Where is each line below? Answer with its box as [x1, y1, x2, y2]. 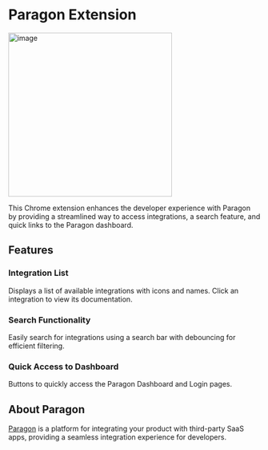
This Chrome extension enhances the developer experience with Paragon [8, 203, 250, 213]
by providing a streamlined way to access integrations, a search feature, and [8, 211, 261, 221]
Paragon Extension [8, 6, 137, 24]
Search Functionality [8, 314, 91, 326]
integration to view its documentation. [8, 294, 134, 304]
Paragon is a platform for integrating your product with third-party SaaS [8, 424, 244, 434]
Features [8, 243, 54, 257]
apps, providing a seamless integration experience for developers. [8, 432, 226, 442]
